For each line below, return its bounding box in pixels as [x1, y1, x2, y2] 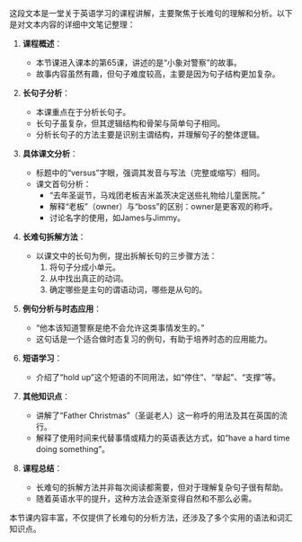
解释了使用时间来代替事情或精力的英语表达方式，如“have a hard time [35, 432, 290, 443]
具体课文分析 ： [22, 148, 78, 159]
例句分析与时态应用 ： [22, 304, 102, 314]
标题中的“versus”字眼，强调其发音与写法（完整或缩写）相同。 [35, 167, 265, 178]
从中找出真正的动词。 [49, 273, 129, 283]
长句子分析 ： [22, 88, 70, 98]
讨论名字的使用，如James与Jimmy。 [49, 212, 186, 223]
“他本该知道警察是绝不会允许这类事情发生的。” [35, 323, 205, 333]
